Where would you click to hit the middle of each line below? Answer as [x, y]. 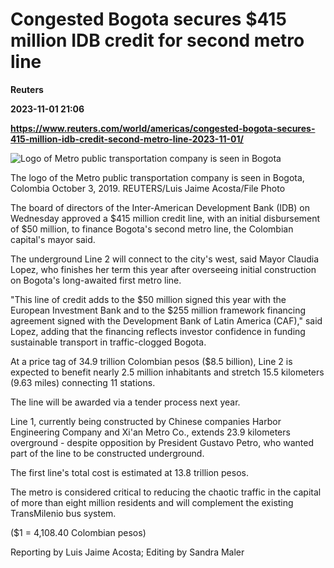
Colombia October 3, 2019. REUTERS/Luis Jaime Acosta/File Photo [148, 188]
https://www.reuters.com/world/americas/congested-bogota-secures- [163, 128]
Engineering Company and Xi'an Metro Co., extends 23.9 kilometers [150, 432]
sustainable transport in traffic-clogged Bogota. [108, 342]
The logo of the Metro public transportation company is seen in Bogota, [157, 177]
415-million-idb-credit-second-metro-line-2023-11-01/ [127, 139]
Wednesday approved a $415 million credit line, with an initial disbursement [165, 218]
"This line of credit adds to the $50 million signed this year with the [148, 299]
